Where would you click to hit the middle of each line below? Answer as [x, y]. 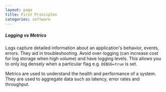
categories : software [28, 19]
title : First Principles [31, 15]
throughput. [17, 84]
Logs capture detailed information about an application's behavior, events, [82, 48]
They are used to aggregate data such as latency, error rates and [72, 79]
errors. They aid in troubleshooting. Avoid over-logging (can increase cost [82, 53]
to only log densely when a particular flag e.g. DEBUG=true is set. [71, 64]
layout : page [19, 10]
